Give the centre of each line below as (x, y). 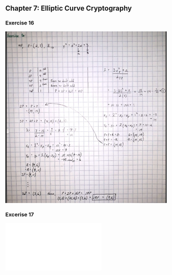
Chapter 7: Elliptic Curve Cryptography (69, 8)
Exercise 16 (20, 23)
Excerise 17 (20, 214)
